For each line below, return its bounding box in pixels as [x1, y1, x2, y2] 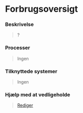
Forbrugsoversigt [5, 3, 78, 15]
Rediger [17, 102, 33, 109]
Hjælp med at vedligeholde [5, 91, 70, 98]
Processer [5, 44, 30, 51]
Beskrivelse [5, 21, 34, 28]
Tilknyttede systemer [5, 68, 57, 75]
